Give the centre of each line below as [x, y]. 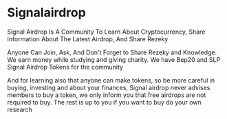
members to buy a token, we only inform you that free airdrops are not [107, 95]
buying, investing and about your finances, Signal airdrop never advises [109, 87]
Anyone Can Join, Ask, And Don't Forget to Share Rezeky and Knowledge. [112, 52]
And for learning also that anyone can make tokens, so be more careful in [111, 80]
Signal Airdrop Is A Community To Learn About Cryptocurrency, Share [106, 32]
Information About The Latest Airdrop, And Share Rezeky [88, 39]
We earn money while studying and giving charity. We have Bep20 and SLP [114, 59]
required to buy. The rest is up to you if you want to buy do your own [104, 102]
